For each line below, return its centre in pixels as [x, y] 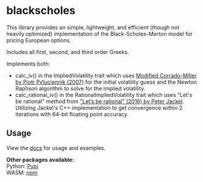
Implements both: [28, 64]
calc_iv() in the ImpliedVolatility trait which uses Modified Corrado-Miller [106, 75]
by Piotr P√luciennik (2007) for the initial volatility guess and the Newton [106, 82]
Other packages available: [40, 160]
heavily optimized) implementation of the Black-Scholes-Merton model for [100, 33]
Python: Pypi [22, 166]
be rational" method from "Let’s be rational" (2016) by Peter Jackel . [99, 101]
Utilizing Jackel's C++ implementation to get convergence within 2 [99, 107]
